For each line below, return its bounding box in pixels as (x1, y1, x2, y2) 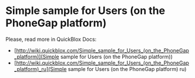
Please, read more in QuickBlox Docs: (5, 36, 97, 42)
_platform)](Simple (14, 53, 59, 60)
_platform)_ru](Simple (14, 65, 67, 72)
